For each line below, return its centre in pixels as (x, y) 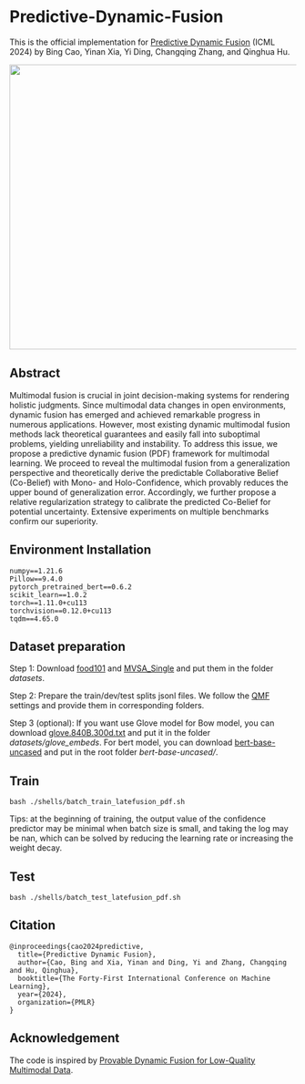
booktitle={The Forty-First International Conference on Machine (144, 978)
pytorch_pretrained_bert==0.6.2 (71, 587)
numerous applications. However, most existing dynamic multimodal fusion (150, 424)
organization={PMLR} (56, 1002)
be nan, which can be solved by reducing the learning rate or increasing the (152, 838)
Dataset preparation (67, 646)
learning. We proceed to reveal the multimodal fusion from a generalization (150, 463)
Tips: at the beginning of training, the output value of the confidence (138, 819)
